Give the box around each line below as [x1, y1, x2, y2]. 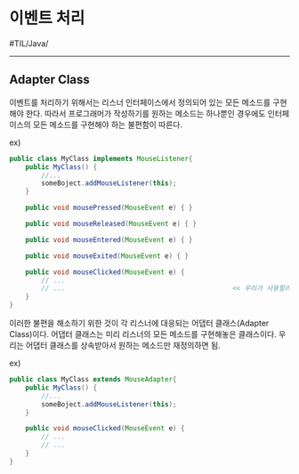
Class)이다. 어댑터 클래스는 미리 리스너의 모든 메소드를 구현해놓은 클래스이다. [9, 329, 278, 339]
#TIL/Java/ [9, 37, 49, 49]
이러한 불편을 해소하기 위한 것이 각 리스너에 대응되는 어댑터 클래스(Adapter [9, 317, 270, 328]
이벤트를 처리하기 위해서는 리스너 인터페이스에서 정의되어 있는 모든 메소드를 [9, 97, 271, 108]
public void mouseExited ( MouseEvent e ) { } [25, 251, 190, 261]
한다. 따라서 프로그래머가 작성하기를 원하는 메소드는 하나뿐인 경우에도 [25, 108, 266, 118]
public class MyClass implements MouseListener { [9, 154, 193, 163]
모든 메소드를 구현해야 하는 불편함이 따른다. [32, 119, 183, 130]
